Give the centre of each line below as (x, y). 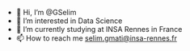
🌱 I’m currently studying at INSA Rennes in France (99, 29)
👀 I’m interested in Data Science (69, 21)
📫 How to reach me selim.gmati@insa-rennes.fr (97, 38)
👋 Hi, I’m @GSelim (46, 12)
